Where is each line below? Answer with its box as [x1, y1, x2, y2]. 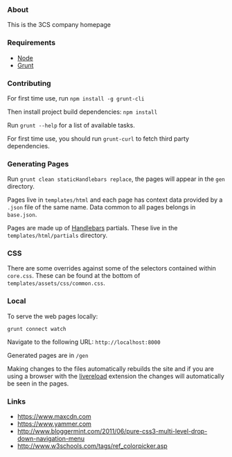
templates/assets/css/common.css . [7, 279, 105, 287]
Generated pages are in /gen [7, 351, 89, 359]
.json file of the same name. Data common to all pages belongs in [7, 203, 196, 212]
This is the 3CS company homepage [7, 21, 111, 29]
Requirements [7, 38, 56, 48]
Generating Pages [7, 159, 69, 169]
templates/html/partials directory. [7, 231, 108, 240]
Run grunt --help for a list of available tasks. [7, 121, 135, 129]
